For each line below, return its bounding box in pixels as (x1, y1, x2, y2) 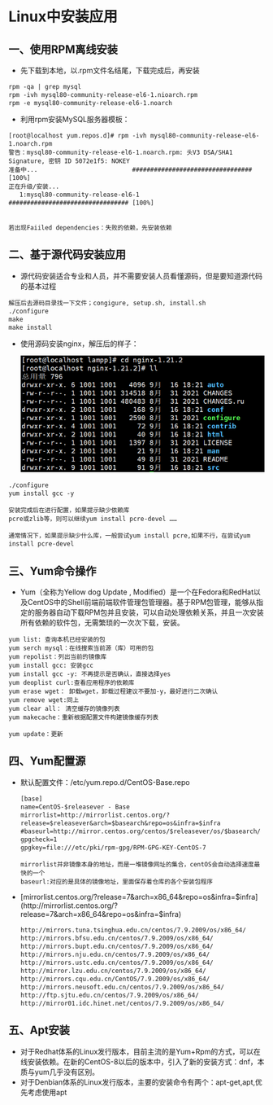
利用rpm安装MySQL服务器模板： (19, 115, 130, 124)
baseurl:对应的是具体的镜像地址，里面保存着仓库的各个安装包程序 (19, 877, 214, 886)
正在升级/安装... (8, 182, 59, 191)
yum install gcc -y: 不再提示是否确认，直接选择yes (8, 669, 171, 678)
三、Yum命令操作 (8, 563, 97, 578)
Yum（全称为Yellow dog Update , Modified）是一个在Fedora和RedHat (19, 587, 254, 597)
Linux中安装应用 (8, 7, 118, 26)
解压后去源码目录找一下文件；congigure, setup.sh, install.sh (8, 299, 206, 307)
